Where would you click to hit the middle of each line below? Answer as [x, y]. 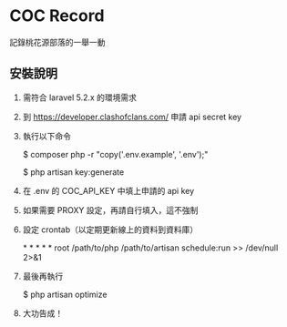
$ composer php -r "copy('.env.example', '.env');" [115, 154]
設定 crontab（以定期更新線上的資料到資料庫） [110, 230]
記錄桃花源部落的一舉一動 [57, 42]
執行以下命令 [46, 136]
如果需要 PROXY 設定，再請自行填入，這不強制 [110, 209]
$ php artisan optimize [65, 294]
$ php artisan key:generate [73, 172]
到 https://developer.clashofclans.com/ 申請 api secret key [132, 117]
